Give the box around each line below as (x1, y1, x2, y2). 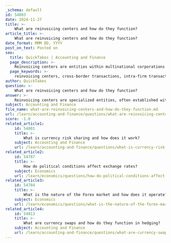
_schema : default (5, 7, 42, 13)
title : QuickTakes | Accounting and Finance (10, 55, 106, 60)
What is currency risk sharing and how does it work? (23, 136, 140, 141)
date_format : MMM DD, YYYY (5, 41, 63, 46)
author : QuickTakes (5, 78, 47, 84)
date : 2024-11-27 (5, 17, 42, 22)
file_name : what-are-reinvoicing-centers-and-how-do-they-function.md (5, 107, 158, 112)
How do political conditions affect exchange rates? (23, 164, 138, 169)
